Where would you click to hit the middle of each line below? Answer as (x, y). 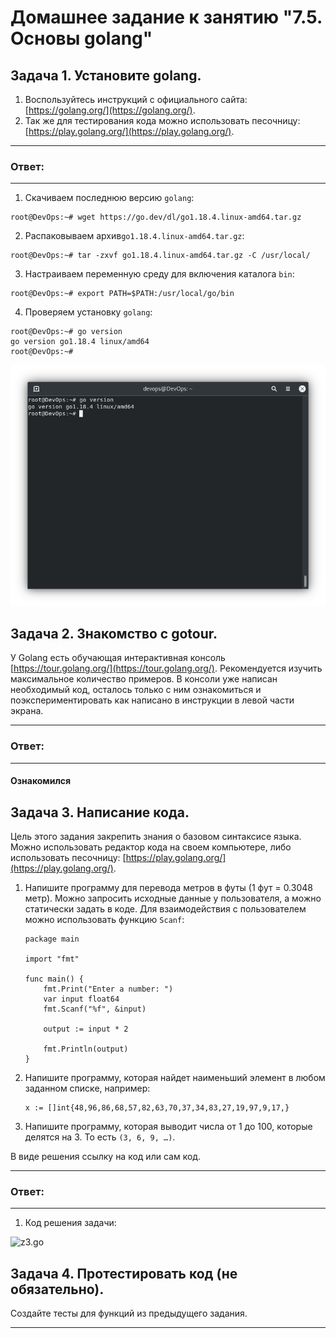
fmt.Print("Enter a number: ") (108, 989)
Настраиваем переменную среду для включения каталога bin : (159, 274)
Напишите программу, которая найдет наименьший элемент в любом (175, 1078)
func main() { (54, 979)
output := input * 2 (86, 1029)
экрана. (27, 711)
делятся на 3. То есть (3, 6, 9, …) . (100, 1137)
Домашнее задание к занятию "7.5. (166, 17)
